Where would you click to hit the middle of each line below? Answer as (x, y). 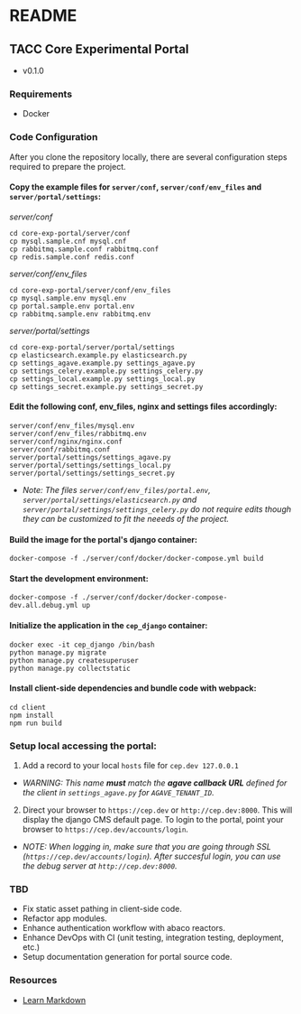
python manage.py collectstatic (70, 668)
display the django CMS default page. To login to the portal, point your (153, 820)
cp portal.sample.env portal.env (72, 306)
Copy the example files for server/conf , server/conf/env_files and (136, 187)
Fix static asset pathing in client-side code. (102, 909)
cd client (28, 707)
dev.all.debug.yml (44, 606)
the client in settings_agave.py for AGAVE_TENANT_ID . (118, 793)
